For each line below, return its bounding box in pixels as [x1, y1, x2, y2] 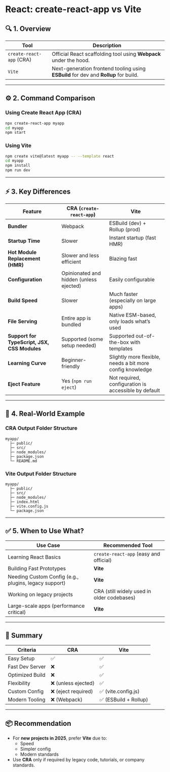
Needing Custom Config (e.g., [8, 573, 79, 580]
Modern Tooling [8, 696, 46, 703]
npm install [5, 163, 30, 168]
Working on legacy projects [8, 591, 73, 598]
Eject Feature [8, 380, 40, 387]
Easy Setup [8, 655, 35, 662]
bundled [61, 321, 81, 328]
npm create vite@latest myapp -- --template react [5, 154, 114, 159]
